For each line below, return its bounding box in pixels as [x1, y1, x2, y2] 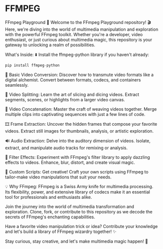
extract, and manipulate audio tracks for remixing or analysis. [5, 145, 128, 151]
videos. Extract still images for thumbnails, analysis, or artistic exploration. [5, 128, 154, 134]
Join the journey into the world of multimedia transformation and [5, 203, 135, 210]
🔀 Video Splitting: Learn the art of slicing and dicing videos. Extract [5, 91, 140, 97]
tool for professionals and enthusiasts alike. [5, 194, 92, 200]
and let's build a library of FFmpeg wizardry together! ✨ [5, 229, 117, 234]
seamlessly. [5, 82, 29, 88]
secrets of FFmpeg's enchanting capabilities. [5, 214, 95, 220]
